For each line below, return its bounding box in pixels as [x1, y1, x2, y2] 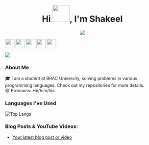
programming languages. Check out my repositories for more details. [5, 83, 145, 88]
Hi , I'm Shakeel [42, 14, 123, 24]
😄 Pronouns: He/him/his [5, 88, 55, 94]
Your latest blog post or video [12, 134, 72, 140]
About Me [5, 64, 29, 71]
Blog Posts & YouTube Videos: [5, 123, 78, 130]
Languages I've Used [5, 100, 56, 107]
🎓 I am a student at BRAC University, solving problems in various [5, 76, 138, 82]
